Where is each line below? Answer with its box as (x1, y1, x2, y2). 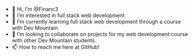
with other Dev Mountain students (11, 37, 95, 44)
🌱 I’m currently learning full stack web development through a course (11, 18, 181, 25)
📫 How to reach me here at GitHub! (11, 44, 100, 50)
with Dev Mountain (11, 24, 58, 31)
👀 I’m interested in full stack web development (11, 12, 125, 19)
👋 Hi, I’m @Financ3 (11, 6, 59, 12)
